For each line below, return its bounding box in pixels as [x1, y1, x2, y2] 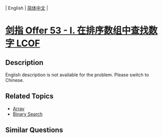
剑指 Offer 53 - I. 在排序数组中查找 [5, 25, 149, 36]
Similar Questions [5, 126, 63, 134]
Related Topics [5, 92, 54, 101]
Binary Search [12, 111, 43, 117]
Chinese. [5, 77, 24, 83]
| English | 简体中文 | [5, 5, 49, 11]
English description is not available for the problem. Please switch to [5, 72, 149, 78]
